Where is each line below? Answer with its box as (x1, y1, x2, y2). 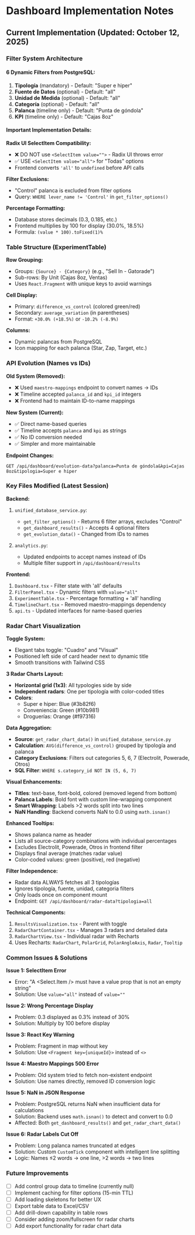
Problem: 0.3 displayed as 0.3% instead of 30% (14, 1014, 130, 1021)
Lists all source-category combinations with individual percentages (14, 837, 177, 844)
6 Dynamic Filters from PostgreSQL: (6, 69, 95, 76)
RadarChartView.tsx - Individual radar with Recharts (14, 933, 139, 940)
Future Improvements (6, 1169, 69, 1177)
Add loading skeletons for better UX (14, 1196, 101, 1203)
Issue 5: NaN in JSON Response (6, 1089, 85, 1096)
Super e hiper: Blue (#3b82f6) (23, 701, 96, 708)
